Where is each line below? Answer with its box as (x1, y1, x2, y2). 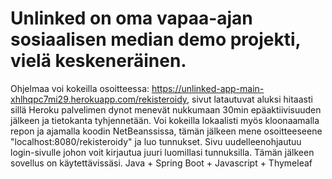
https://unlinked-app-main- (151, 82, 265, 94)
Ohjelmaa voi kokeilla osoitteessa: (10, 82, 150, 94)
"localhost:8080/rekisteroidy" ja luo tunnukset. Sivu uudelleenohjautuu (10, 135, 302, 147)
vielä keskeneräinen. (10, 50, 187, 72)
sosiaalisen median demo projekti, (10, 28, 302, 51)
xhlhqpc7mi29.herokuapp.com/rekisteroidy (10, 93, 188, 105)
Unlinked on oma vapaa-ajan (10, 7, 253, 30)
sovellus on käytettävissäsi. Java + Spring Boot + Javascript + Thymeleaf (10, 157, 313, 169)
